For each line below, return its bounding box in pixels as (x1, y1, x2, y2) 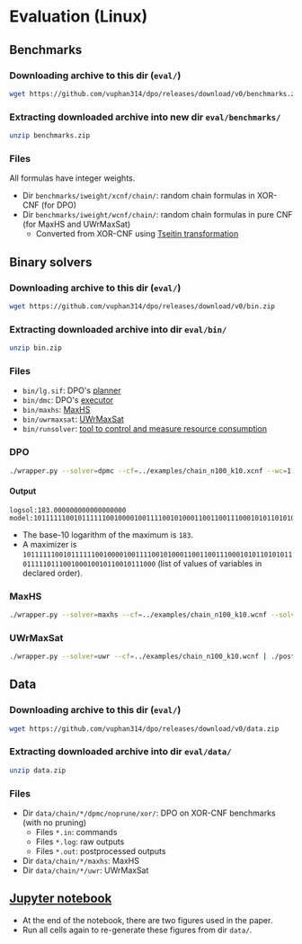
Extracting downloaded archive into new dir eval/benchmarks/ (9, 111, 281, 123)
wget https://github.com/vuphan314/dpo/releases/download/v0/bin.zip (9, 301, 276, 311)
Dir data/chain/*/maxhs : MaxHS (22, 856, 139, 866)
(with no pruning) (22, 817, 87, 828)
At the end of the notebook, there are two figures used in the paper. (22, 914, 273, 925)
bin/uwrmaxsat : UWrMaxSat (22, 414, 124, 424)
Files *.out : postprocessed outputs (35, 846, 166, 856)
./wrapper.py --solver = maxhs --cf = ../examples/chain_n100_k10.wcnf (9, 610, 268, 619)
